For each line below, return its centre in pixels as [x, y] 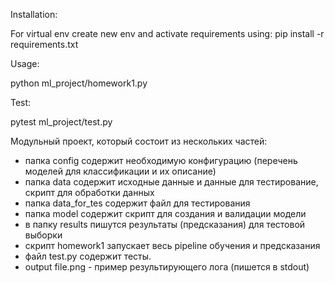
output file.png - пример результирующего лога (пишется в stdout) [167, 267]
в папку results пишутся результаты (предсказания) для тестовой [165, 224]
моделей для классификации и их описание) [120, 171]
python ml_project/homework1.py [79, 83]
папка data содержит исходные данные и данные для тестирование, [171, 182]
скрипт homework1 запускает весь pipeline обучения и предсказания [172, 245]
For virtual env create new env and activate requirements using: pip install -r [167, 33]
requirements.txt [44, 44]
